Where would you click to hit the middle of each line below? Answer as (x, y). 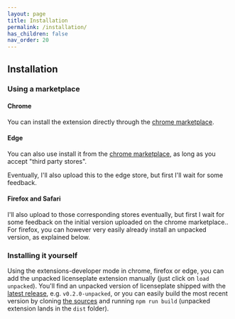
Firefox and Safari (34, 198)
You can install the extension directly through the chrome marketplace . (111, 122)
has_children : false (38, 34)
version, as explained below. (49, 237)
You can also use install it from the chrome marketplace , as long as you (111, 154)
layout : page (27, 14)
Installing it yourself (43, 255)
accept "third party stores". (47, 161)
